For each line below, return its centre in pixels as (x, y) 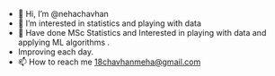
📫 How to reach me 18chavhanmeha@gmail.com (109, 62)
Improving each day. (56, 52)
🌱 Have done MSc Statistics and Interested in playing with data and (142, 33)
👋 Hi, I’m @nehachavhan (63, 14)
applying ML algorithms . (64, 42)
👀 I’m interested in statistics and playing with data (110, 23)
